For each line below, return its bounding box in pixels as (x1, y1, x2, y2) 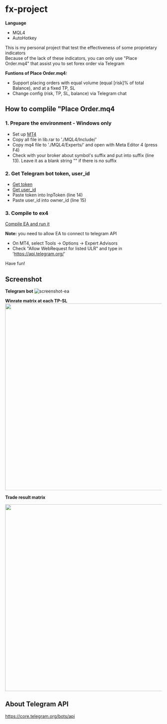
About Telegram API (5, 700, 69, 709)
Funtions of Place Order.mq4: (5, 70, 68, 76)
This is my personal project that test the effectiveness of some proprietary (5, 44, 158, 50)
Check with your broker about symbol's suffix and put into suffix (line (12, 152, 154, 158)
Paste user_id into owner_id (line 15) (12, 197, 86, 203)
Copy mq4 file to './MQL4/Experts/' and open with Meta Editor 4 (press (12, 142, 158, 147)
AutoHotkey (12, 35, 37, 41)
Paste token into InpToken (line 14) (12, 192, 83, 198)
